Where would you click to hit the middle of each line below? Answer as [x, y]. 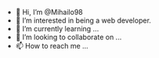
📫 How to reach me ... [52, 46]
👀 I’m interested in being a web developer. [83, 20]
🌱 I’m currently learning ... [57, 29]
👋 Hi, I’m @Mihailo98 [49, 12]
